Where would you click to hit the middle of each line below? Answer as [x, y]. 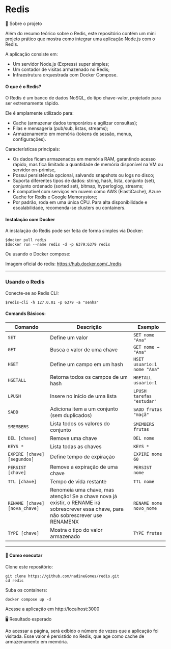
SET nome [144, 335]
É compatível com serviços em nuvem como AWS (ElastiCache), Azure [87, 192]
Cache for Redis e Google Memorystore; [55, 197]
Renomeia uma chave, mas [82, 489]
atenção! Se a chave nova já [83, 496]
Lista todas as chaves [76, 446]
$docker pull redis [26, 240]
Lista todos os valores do [80, 423]
